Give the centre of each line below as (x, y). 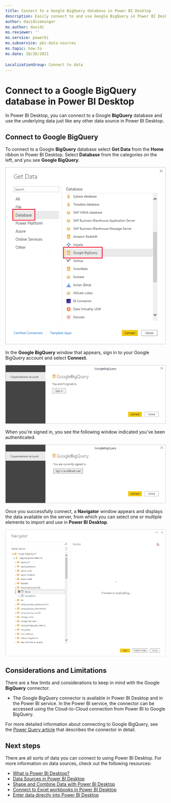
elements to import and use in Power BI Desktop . (57, 522)
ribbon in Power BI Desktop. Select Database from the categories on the (81, 155)
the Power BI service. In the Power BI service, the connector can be (83, 703)
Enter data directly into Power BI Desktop (56, 795)
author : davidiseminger (31, 21)
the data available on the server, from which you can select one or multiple (83, 517)
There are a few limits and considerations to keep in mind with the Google (82, 683)
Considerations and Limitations (56, 671)
